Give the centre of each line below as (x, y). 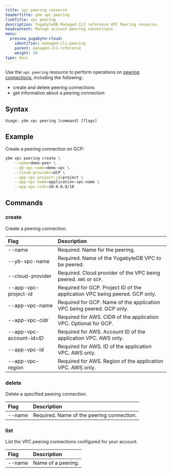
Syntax (17, 109)
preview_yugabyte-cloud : (36, 39)
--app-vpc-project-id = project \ (49, 177)
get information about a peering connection (59, 93)
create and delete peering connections (53, 88)
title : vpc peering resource (36, 10)
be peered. (71, 264)
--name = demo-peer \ (35, 163)
